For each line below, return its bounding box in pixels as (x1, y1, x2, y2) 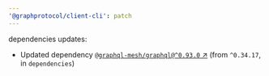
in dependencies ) (19, 58, 75, 68)
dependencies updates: (8, 34, 88, 44)
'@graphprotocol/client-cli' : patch (8, 11, 132, 20)
